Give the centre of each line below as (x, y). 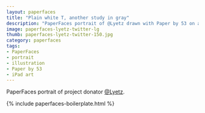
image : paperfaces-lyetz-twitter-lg (53, 29)
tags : (13, 46)
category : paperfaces (34, 40)
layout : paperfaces (31, 12)
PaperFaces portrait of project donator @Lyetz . (66, 92)
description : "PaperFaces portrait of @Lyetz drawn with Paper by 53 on (101, 23)
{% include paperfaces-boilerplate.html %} (60, 104)
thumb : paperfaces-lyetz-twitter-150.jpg (60, 35)
